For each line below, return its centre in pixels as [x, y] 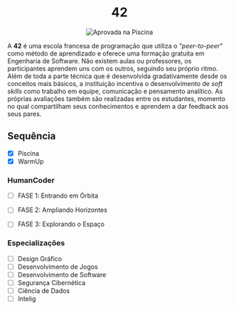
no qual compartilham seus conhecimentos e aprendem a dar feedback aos [118, 106]
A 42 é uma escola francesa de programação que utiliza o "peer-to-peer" [115, 46]
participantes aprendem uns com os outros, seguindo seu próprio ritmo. [113, 68]
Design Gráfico [40, 258]
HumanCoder [31, 180]
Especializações [36, 243]
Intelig [27, 299]
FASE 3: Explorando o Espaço [61, 224]
